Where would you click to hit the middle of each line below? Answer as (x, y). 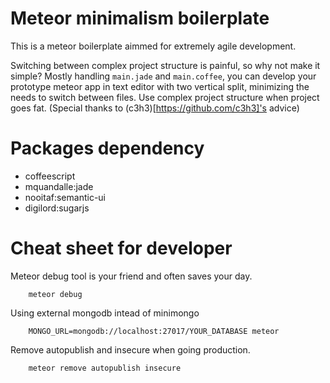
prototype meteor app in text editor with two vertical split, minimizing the (160, 86)
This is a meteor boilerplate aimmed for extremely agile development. (153, 46)
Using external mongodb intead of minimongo (105, 313)
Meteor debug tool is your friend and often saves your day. (131, 276)
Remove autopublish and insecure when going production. (130, 349)
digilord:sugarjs (57, 208)
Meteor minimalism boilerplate (140, 18)
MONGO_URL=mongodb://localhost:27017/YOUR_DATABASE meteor (154, 331)
